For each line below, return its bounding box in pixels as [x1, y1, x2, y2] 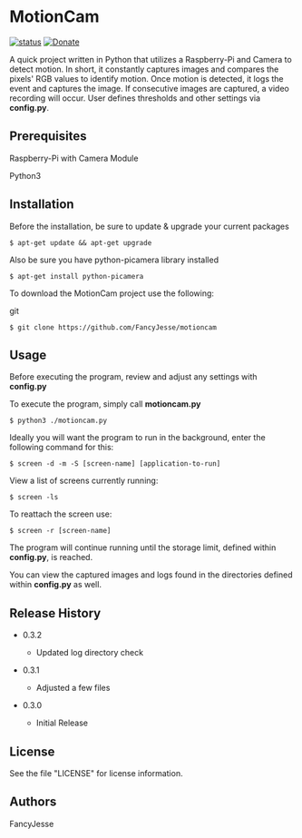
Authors [9, 794, 57, 810]
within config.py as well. [9, 579, 102, 590]
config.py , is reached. [9, 552, 93, 563]
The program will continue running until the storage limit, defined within [9, 542, 277, 553]
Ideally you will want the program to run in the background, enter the [9, 432, 266, 443]
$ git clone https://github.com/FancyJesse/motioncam [9, 322, 218, 332]
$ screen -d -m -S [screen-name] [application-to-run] [9, 459, 221, 468]
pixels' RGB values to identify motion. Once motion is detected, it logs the [9, 73, 284, 84]
